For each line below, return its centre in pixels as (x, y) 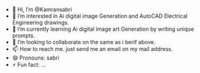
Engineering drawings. (40, 22)
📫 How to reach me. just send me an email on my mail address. (92, 49)
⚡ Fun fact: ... (29, 65)
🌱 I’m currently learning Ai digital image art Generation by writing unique (103, 29)
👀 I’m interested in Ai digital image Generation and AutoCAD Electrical (100, 16)
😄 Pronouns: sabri (35, 58)
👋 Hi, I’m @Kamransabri (42, 10)
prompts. (24, 36)
